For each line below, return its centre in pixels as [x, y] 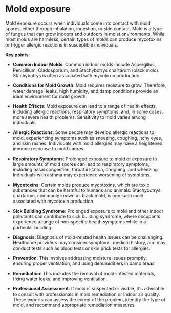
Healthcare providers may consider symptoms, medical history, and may [89, 242]
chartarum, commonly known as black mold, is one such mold [78, 195]
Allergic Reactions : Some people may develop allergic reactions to [83, 132]
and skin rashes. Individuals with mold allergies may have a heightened [88, 143]
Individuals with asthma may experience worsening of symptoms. [82, 175]
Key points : [18, 55]
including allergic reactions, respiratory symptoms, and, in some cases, [88, 111]
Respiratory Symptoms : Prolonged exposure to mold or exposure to [85, 159]
